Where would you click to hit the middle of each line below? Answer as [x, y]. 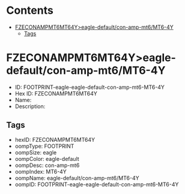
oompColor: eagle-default [47, 159]
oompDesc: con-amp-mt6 [47, 165]
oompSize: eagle [36, 152]
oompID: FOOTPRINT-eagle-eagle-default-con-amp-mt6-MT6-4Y [97, 184]
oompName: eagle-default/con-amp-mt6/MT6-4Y [77, 178]
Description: [30, 106]
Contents [30, 11]
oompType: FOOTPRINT [44, 146]
